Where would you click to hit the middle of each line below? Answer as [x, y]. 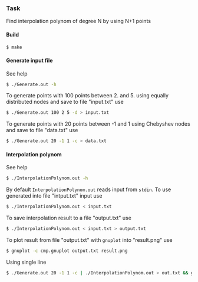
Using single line [26, 262]
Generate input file [29, 60]
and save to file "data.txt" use [42, 130]
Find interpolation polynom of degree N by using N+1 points [79, 21]
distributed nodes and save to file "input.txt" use [65, 102]
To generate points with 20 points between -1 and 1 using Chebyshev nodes [98, 124]
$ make [14, 47]
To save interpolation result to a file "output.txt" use [69, 218]
